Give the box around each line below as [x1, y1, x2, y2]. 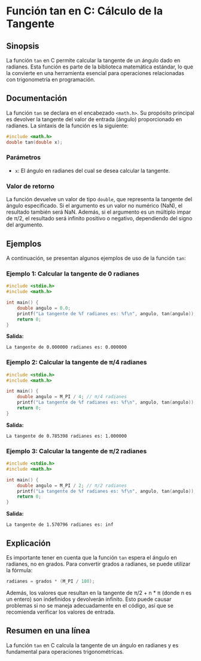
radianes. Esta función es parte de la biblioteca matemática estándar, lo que [6, 63, 193, 70]
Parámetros [6, 153, 41, 161]
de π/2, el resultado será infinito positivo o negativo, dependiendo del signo [6, 215, 193, 222]
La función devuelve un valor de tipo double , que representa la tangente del [6, 196, 193, 203]
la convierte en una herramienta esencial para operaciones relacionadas [6, 70, 184, 76]
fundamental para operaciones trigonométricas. [6, 648, 124, 655]
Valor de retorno [6, 182, 55, 190]
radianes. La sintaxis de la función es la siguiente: [6, 122, 129, 129]
